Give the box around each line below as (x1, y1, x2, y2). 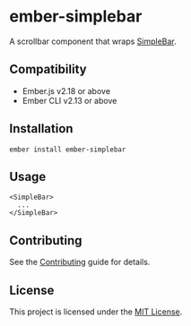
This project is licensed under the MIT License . (9, 306, 183, 317)
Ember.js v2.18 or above (22, 85, 110, 96)
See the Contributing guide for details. (9, 257, 151, 268)
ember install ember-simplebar (9, 145, 126, 154)
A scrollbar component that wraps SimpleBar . (9, 36, 177, 47)
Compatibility (9, 62, 87, 77)
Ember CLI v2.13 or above (22, 95, 117, 106)
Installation (9, 121, 74, 136)
